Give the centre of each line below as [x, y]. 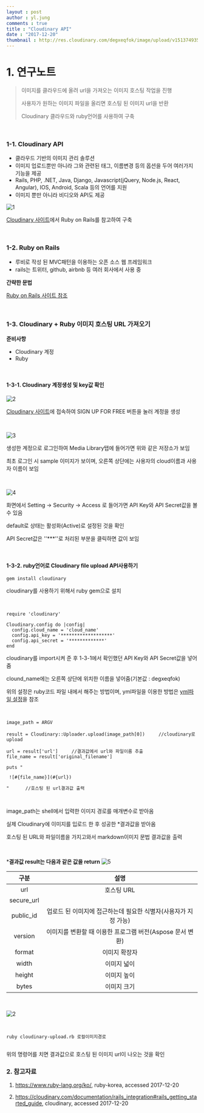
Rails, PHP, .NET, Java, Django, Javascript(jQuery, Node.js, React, [97, 180]
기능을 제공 [28, 174]
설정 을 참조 [26, 699]
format [24, 952]
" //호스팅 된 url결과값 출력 [46, 788]
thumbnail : [21, 40]
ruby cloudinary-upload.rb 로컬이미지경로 [56, 1037]
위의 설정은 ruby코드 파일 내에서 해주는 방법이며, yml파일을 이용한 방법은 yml [98, 692]
